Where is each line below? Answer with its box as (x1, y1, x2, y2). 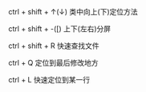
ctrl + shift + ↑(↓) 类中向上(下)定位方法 (8, 7, 138, 16)
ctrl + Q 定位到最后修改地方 (8, 58, 99, 67)
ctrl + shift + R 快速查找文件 (8, 41, 100, 50)
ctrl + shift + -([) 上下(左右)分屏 (8, 24, 111, 34)
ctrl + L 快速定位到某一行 (8, 75, 91, 84)
